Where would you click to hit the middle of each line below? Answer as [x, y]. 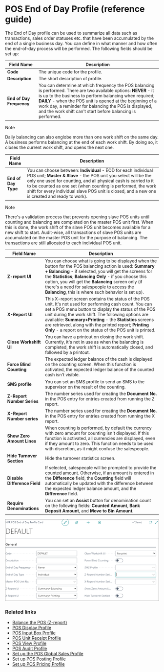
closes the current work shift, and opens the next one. [60, 147]
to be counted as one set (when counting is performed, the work [92, 186]
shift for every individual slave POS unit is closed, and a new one [92, 191]
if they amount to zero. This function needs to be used [99, 443]
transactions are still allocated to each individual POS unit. [63, 243]
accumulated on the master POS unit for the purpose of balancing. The [76, 237]
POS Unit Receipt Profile [37, 638]
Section [15, 461]
